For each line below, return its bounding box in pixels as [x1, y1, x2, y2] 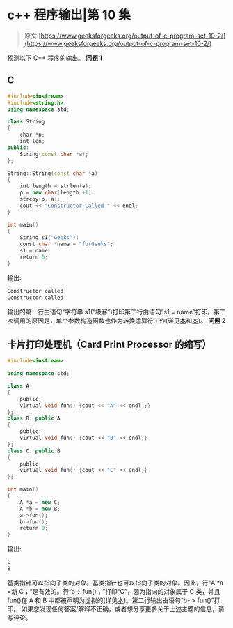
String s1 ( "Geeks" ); [19, 234, 79, 241]
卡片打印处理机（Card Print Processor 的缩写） [7, 338, 211, 350]
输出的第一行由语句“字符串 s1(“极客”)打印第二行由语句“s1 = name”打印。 [7, 307, 214, 316]
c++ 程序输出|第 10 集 [7, 7, 131, 23]
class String [7, 118, 45, 125]
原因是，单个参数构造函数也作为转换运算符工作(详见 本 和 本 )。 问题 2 [31, 316, 226, 325]
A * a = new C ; [19, 498, 61, 506]
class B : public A [7, 415, 61, 422]
